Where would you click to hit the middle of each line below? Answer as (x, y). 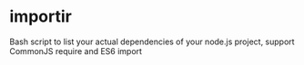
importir (41, 17)
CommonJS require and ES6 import (76, 51)
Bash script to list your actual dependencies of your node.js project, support (152, 42)
